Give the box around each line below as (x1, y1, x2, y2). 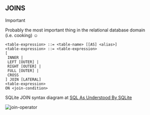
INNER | (7, 55, 23, 60)
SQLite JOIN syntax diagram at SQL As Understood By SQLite (5, 94, 132, 100)
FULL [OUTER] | (7, 68, 39, 73)
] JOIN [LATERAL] (5, 77, 41, 82)
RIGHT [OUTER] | (7, 63, 41, 69)
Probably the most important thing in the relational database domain (5, 27, 145, 33)
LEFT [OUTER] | (7, 59, 39, 64)
